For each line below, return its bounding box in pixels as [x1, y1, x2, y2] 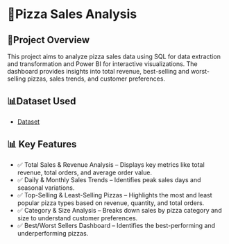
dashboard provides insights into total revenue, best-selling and [7, 67, 189, 75]
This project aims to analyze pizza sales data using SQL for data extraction [7, 52, 221, 60]
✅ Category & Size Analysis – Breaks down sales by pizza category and [17, 206, 222, 214]
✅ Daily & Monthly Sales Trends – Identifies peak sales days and [17, 175, 201, 184]
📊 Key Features [7, 138, 77, 150]
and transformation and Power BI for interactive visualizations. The [7, 60, 198, 68]
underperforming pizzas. [17, 229, 89, 237]
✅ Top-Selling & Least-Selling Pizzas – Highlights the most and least [17, 190, 212, 199]
